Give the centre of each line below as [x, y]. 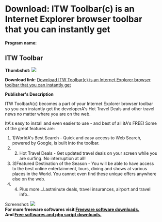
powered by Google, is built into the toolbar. [56, 143]
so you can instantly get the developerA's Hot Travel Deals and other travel [80, 109]
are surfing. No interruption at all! [52, 158]
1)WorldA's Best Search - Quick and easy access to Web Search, [77, 138]
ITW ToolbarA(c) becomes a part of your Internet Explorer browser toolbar [79, 104]
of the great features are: [30, 128]
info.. [24, 194]
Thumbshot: [18, 70]
